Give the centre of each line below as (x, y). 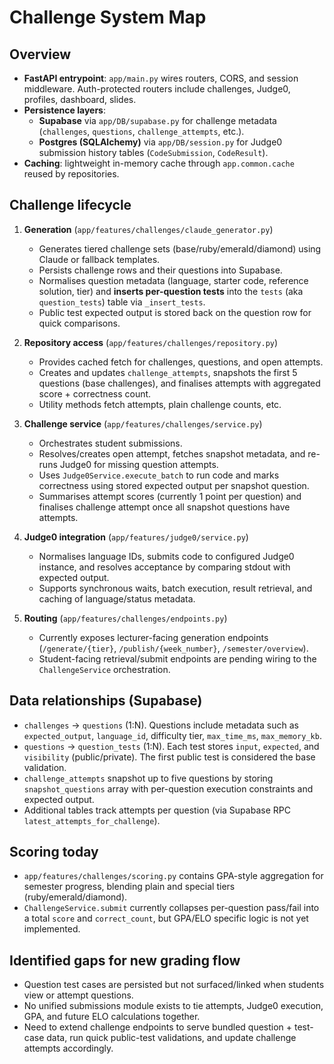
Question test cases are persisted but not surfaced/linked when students (174, 985)
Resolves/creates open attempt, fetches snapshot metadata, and (172, 453)
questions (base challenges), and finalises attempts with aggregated (179, 383)
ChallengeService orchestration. (104, 669)
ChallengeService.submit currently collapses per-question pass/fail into (171, 908)
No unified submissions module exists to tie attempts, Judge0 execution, (173, 1006)
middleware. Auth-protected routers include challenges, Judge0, (157, 89)
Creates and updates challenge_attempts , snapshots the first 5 (168, 372)
